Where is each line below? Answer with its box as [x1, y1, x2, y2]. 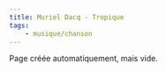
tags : [9, 21, 29, 30]
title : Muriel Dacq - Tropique [9, 12, 124, 22]
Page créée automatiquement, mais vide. [9, 54, 159, 64]
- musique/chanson [25, 29, 93, 38]
